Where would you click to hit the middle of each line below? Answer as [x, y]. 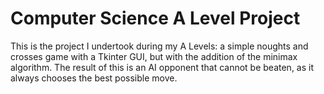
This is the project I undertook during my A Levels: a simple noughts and [159, 46]
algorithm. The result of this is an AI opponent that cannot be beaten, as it [162, 67]
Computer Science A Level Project [155, 18]
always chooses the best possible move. [94, 78]
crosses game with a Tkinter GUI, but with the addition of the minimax [154, 56]
